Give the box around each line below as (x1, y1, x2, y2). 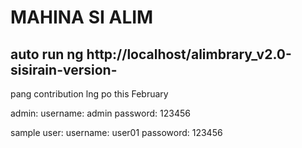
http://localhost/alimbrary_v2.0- (86, 46, 292, 63)
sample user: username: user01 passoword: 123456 (10, 127, 223, 138)
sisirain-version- (10, 61, 118, 78)
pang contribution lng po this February (10, 88, 169, 100)
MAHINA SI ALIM (10, 6, 154, 29)
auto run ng (10, 46, 84, 63)
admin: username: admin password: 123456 (10, 107, 191, 119)
